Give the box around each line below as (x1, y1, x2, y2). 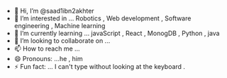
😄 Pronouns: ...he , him (13, 55, 83, 63)
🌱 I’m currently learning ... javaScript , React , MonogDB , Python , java (13, 29, 220, 37)
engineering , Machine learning (13, 22, 106, 30)
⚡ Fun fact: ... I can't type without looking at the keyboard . (13, 63, 186, 70)
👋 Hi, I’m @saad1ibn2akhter (13, 7, 94, 15)
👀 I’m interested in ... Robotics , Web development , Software (13, 14, 192, 22)
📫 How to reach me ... (13, 44, 80, 53)
